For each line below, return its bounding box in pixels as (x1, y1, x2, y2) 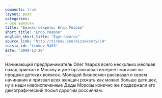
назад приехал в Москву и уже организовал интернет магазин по (5, 66, 143, 72)
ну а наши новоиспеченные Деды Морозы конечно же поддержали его (5, 82, 156, 88)
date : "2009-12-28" (5, 48, 45, 53)
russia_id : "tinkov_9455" (5, 43, 58, 48)
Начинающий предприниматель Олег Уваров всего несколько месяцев (5, 61, 156, 67)
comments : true (5, 7, 36, 12)
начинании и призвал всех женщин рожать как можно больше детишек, (5, 77, 158, 83)
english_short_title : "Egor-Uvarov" (5, 35, 80, 39)
